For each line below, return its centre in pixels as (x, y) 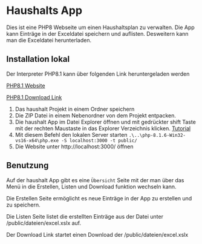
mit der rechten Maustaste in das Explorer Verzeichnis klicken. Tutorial (103, 128)
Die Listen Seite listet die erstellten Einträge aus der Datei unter (85, 216)
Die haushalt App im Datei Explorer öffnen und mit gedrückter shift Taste (106, 122)
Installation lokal (38, 59)
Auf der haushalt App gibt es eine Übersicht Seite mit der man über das (95, 180)
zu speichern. (23, 205)
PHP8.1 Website (26, 85)
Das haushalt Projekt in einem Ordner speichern (75, 109)
